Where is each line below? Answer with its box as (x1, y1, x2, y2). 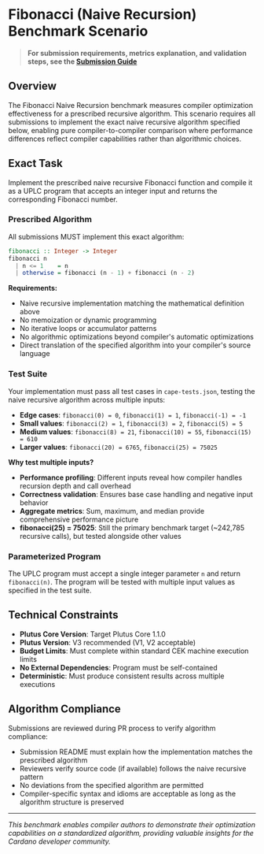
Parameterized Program (8, 551, 101, 562)
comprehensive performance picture (19, 514, 139, 524)
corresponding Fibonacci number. (8, 195, 118, 204)
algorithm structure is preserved (19, 797, 124, 807)
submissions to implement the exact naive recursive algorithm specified (8, 117, 241, 127)
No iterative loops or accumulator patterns (19, 324, 157, 333)
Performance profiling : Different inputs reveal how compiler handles (19, 473, 243, 482)
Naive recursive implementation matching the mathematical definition (19, 299, 245, 308)
